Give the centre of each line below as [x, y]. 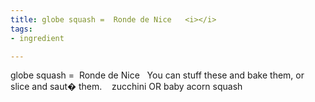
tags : [21, 29]
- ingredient [37, 38]
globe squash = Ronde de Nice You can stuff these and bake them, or [157, 75]
